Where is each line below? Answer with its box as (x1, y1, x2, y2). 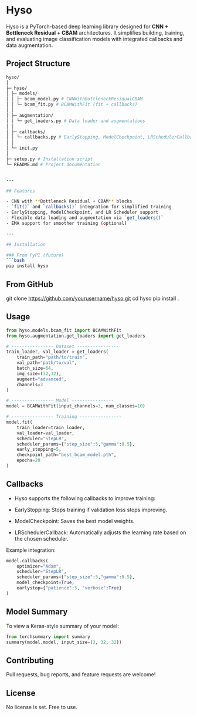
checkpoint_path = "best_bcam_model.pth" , (16, 452, 117, 458)
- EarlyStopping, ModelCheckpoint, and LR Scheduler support (6, 210, 159, 215)
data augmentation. (6, 42, 53, 49)
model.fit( (6, 419, 33, 425)
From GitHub (6, 279, 54, 289)
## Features (6, 188, 35, 194)
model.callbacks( (6, 558, 49, 564)
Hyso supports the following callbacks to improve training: (14, 494, 155, 502)
